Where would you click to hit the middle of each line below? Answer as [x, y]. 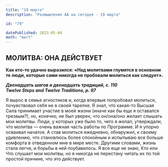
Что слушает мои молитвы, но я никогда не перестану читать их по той [83, 153]
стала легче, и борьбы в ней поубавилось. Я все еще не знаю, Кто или [82, 148]
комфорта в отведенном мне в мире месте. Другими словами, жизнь [81, 143]
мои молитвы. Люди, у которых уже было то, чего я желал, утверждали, [84, 121]
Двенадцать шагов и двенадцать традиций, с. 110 [62, 85]
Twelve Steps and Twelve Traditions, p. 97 [51, 90]
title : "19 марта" [25, 10]
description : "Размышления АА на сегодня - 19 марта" [63, 15]
